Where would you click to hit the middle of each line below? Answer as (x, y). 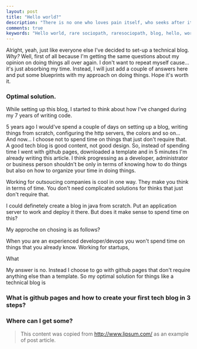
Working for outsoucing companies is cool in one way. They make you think (97, 182)
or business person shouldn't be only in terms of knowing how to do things (96, 165)
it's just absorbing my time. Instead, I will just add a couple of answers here (97, 69)
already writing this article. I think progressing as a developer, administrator (97, 158)
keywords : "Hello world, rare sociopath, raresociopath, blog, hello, (94, 33)
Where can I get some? (40, 321)
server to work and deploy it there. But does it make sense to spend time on (98, 212)
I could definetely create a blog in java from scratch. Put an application (91, 206)
